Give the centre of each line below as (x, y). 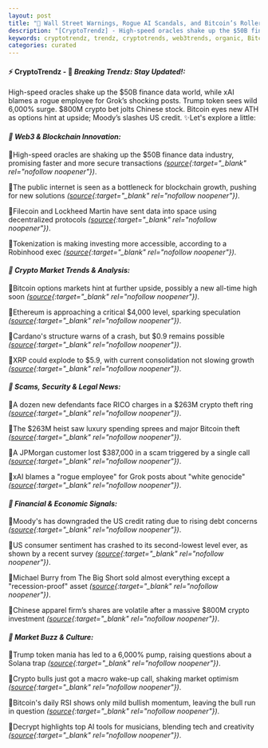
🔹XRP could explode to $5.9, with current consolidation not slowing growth (132, 360)
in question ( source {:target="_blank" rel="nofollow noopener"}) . (114, 711)
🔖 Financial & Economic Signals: (63, 503)
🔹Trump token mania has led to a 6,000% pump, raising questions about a (130, 655)
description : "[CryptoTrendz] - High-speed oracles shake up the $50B (128, 30)
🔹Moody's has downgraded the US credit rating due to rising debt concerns (133, 522)
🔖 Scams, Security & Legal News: (65, 387)
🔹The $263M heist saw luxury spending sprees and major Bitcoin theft (124, 428)
